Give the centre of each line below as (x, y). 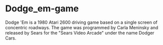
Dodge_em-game (42, 9)
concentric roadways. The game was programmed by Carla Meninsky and (82, 27)
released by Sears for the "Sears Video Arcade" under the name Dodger (80, 33)
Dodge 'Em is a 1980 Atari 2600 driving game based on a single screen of (81, 22)
